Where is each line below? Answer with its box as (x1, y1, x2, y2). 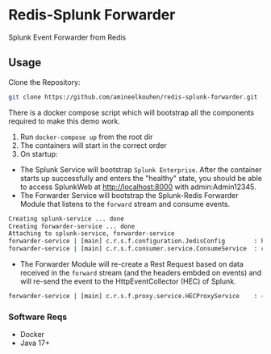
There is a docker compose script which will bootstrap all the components (8, 107, 255, 117)
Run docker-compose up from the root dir (19, 132, 153, 141)
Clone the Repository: (8, 77, 81, 86)
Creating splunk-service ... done (8, 214, 125, 223)
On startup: (19, 149, 58, 158)
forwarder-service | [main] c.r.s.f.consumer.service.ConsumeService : (8, 245, 258, 253)
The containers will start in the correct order (19, 140, 167, 150)
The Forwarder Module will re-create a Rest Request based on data (19, 259, 244, 268)
